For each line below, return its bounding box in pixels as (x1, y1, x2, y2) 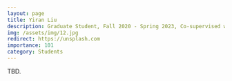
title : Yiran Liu (7, 16, 57, 23)
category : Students (7, 49, 64, 56)
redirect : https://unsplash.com (7, 36, 100, 43)
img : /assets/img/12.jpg (7, 29, 79, 36)
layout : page (7, 10, 45, 17)
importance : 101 (7, 42, 54, 49)
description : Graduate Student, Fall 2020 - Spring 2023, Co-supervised (7, 23, 221, 30)
